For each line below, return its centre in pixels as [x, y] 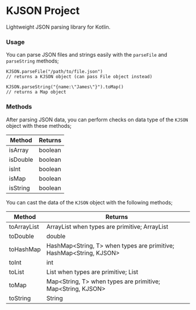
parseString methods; [33, 61]
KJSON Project [43, 11]
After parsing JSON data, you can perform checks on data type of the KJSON [97, 119]
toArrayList [24, 227]
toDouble [22, 236]
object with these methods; [39, 126]
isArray [19, 150]
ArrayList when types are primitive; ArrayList [107, 227]
